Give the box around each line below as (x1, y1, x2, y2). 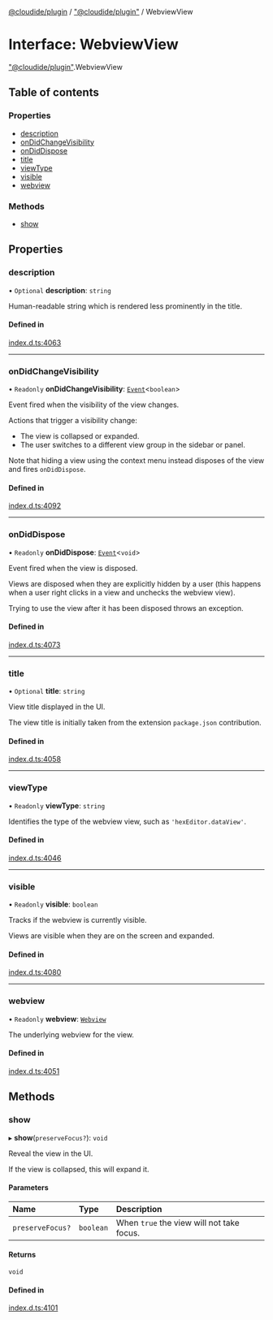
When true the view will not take (115, 1217, 240, 1228)
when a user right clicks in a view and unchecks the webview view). (8, 587, 236, 597)
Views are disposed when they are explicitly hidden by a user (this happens (8, 578, 262, 588)
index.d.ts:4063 (8, 337, 62, 348)
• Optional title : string (8, 686, 85, 696)
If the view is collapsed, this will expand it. (8, 1164, 149, 1174)
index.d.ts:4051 (8, 1066, 60, 1075)
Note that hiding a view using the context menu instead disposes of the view (8, 456, 265, 465)
